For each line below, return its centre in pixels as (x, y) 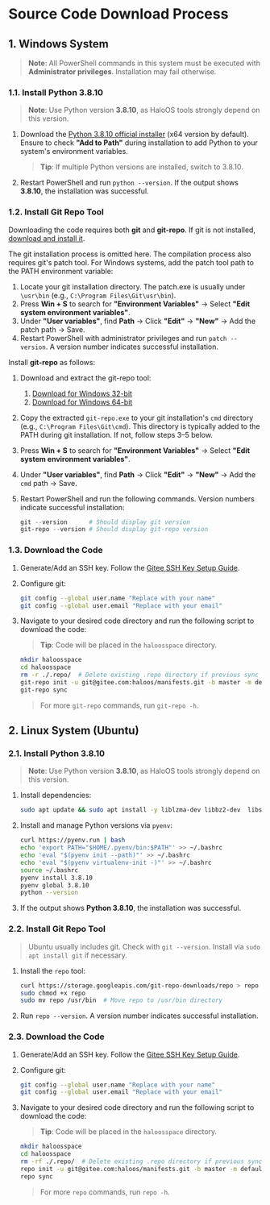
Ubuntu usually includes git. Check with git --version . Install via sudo (144, 946)
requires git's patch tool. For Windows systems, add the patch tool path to (131, 262)
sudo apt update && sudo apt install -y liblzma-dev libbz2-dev (130, 810)
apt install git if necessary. (77, 955)
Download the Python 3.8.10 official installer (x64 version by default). (135, 135)
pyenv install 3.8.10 (56, 878)
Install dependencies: (56, 796)
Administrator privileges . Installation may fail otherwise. (122, 72)
